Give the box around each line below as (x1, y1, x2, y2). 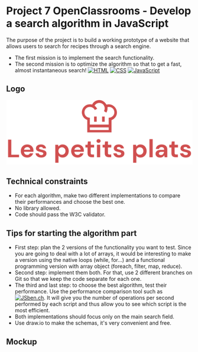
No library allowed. (14, 204, 61, 212)
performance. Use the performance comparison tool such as (14, 288, 163, 295)
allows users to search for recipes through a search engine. (6, 43, 151, 50)
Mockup (6, 337, 37, 347)
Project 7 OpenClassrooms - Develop (6, 4, 191, 18)
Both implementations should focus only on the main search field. (14, 313, 174, 321)
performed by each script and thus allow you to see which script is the (14, 300, 187, 308)
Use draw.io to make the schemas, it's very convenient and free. (14, 319, 171, 327)
